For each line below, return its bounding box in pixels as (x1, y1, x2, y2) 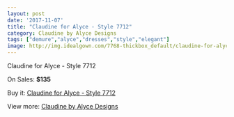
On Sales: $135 (7, 75, 51, 84)
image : (7, 42, 26, 49)
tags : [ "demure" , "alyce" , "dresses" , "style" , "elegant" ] (7, 36, 170, 43)
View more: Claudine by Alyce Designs (7, 102, 118, 110)
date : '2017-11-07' (7, 17, 64, 24)
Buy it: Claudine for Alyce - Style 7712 (7, 88, 116, 97)
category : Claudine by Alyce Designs (7, 29, 117, 37)
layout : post (7, 10, 45, 17)
